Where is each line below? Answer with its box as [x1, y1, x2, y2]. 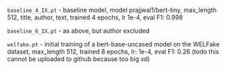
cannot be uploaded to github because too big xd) [7, 55, 150, 63]
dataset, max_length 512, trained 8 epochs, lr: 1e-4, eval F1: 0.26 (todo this [7, 48, 219, 55]
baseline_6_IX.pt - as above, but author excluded [7, 27, 150, 35]
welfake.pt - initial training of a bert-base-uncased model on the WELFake [7, 40, 220, 48]
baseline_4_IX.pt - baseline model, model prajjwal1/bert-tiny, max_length [7, 6, 217, 14]
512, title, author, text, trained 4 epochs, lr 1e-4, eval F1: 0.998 [7, 13, 183, 21]
